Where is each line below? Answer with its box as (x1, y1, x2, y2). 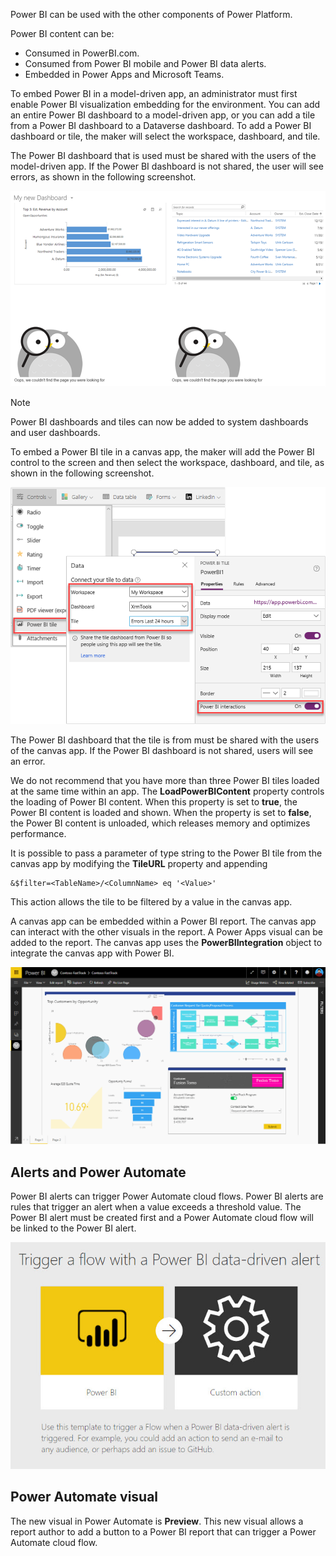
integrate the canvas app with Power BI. (10, 947, 175, 959)
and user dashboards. (10, 427, 101, 439)
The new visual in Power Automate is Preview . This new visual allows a (10, 1515, 304, 1527)
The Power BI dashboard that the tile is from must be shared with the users (10, 734, 320, 746)
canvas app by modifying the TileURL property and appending (10, 858, 268, 870)
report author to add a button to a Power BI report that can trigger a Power (10, 1525, 317, 1538)
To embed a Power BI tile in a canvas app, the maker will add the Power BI (10, 446, 315, 458)
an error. (10, 755, 46, 768)
